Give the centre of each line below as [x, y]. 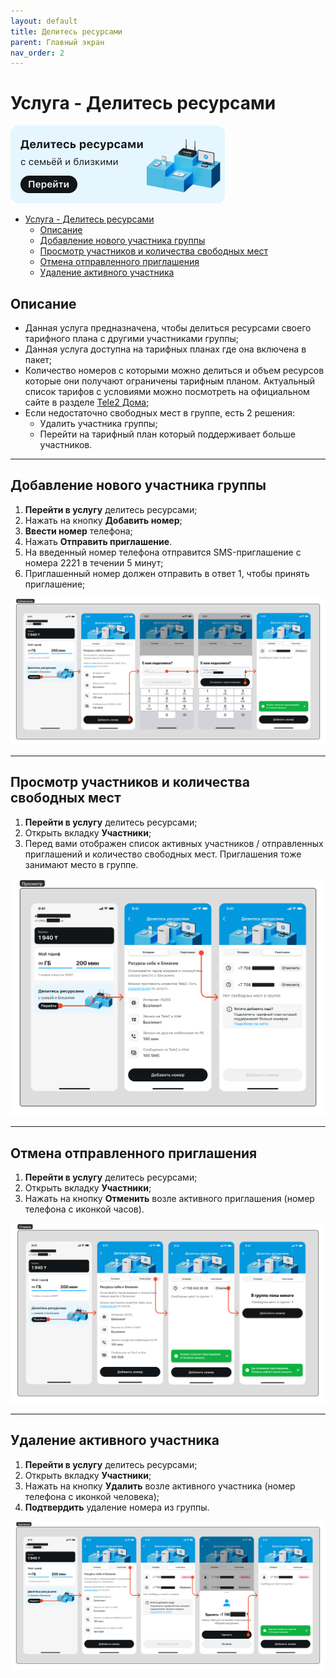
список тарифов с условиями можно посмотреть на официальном [167, 391]
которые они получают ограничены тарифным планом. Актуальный [170, 381]
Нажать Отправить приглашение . [98, 541]
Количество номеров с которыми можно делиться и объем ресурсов [174, 370]
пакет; [38, 359]
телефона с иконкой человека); [92, 1496]
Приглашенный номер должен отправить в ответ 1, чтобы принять [167, 573]
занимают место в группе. [81, 864]
